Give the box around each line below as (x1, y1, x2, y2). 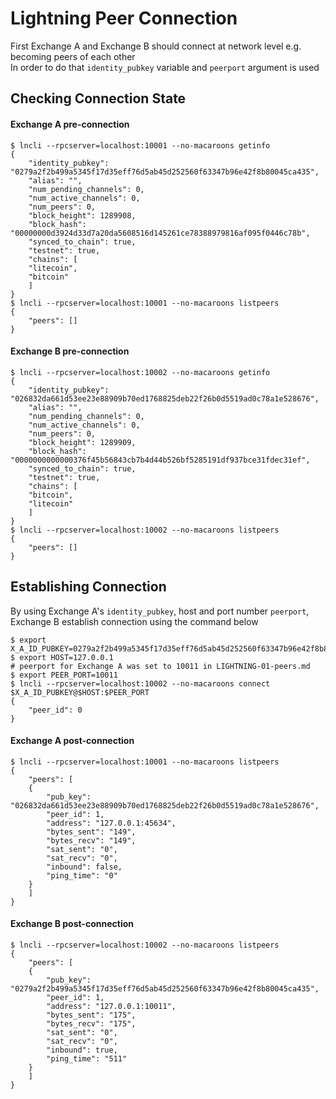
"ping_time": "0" (46, 870, 118, 881)
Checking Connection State (10, 90, 187, 107)
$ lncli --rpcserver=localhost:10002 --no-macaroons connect (10, 678, 271, 689)
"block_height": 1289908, (28, 210, 137, 221)
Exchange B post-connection (10, 918, 134, 930)
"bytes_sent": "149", (46, 827, 137, 837)
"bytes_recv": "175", (46, 1018, 137, 1029)
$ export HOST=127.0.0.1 (10, 652, 114, 662)
